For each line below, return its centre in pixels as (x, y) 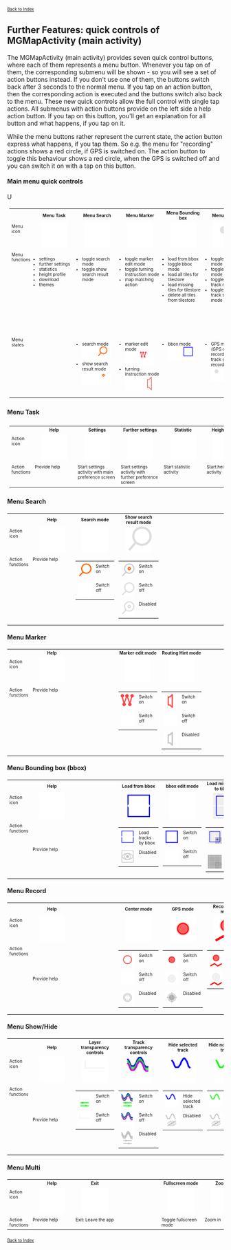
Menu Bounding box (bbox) (47, 768)
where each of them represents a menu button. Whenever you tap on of (109, 65)
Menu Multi (24, 1167)
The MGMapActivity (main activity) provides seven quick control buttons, (111, 57)
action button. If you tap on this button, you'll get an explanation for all (107, 116)
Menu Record (27, 891)
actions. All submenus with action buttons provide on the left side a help (109, 109)
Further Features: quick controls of (84, 30)
